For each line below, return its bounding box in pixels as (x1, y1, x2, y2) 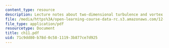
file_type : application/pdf (5, 21, 64, 26)
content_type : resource (5, 7, 55, 12)
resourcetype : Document (5, 26, 55, 31)
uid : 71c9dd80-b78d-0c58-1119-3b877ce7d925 (5, 35, 98, 40)
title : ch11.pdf (5, 30, 39, 35)
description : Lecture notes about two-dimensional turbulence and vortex (5, 12, 163, 17)
